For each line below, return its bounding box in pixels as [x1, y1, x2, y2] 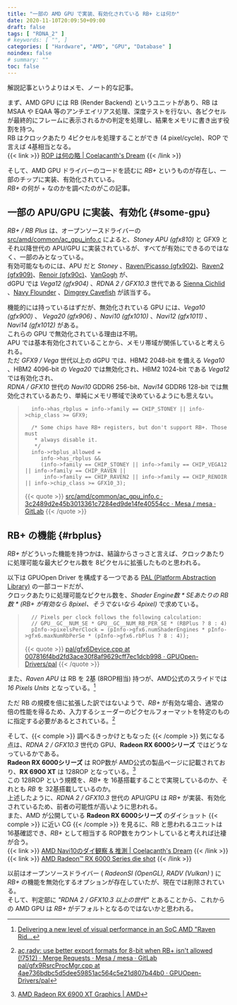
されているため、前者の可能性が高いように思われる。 [7, 802, 162, 811]
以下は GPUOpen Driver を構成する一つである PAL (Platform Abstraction [7, 573, 217, 582]
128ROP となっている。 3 [65, 766, 136, 775]
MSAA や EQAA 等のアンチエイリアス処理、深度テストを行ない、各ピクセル [7, 107, 227, 115]
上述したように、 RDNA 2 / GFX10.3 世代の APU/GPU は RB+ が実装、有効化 [7, 794, 226, 802]
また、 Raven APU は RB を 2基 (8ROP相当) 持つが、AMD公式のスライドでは [7, 674, 228, 683]
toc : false [7, 63, 39, 70]
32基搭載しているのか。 [44, 785, 115, 793]
